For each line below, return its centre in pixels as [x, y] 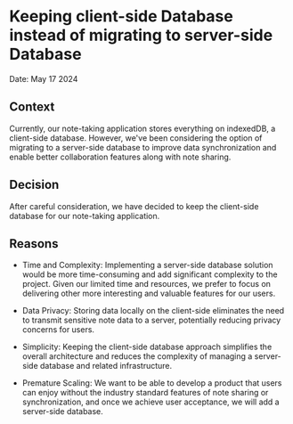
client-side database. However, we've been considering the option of [136, 138]
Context [32, 107]
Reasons [34, 244]
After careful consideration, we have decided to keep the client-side [134, 206]
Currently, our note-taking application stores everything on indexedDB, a [142, 128]
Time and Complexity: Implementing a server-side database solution [147, 265]
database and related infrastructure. [106, 366]
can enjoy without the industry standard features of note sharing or [145, 393]
